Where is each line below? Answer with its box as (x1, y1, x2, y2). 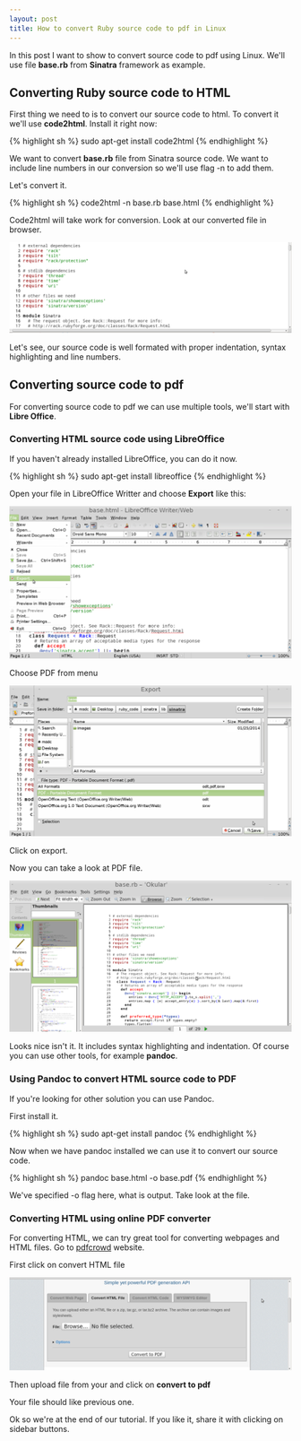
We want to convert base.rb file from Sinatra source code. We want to (9, 153, 269, 164)
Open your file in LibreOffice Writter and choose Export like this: (9, 488, 246, 499)
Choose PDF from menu (9, 667, 99, 678)
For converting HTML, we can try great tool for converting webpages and (9, 1233, 280, 1244)
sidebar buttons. (9, 1424, 70, 1435)
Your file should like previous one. (9, 1397, 134, 1408)
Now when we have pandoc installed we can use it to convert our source (9, 1145, 279, 1156)
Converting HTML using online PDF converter (9, 1211, 211, 1224)
